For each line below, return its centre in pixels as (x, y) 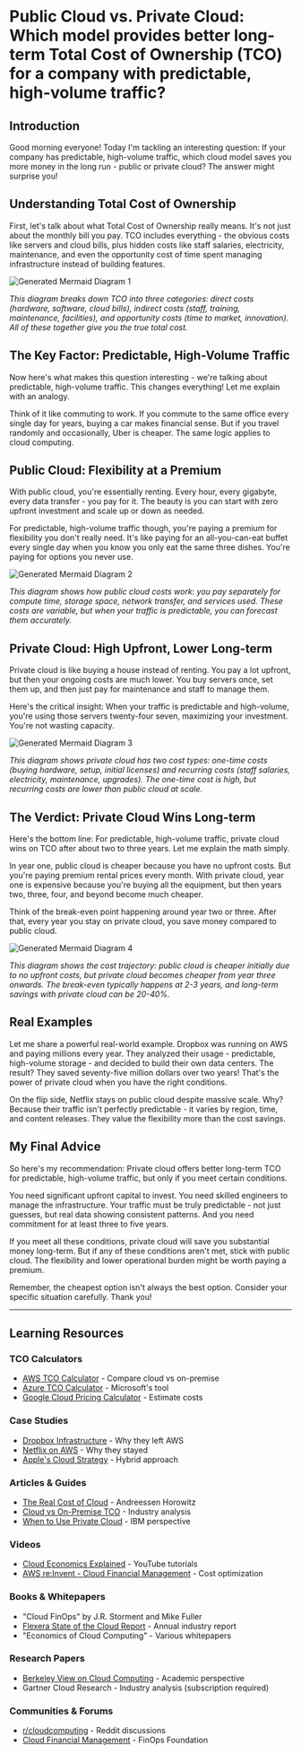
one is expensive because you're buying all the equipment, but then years (146, 885)
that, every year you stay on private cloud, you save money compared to (143, 921)
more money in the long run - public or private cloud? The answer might (142, 166)
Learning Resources (66, 1334)
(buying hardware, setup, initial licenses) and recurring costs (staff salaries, (150, 770)
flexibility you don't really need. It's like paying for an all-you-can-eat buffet (149, 538)
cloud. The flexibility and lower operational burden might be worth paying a (148, 1260)
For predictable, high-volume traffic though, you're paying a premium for (143, 528)
